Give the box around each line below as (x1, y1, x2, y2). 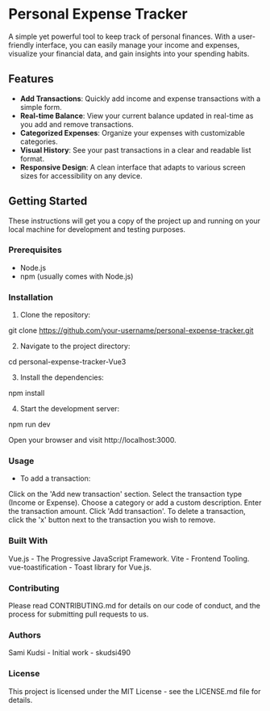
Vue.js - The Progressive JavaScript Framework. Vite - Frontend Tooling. (8, 553, 250, 563)
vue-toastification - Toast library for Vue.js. (8, 562, 152, 572)
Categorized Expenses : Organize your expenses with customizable (19, 128, 246, 137)
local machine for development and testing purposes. (8, 224, 186, 234)
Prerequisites (8, 244, 62, 255)
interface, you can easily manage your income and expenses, (35, 40, 240, 49)
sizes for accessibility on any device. (19, 170, 143, 180)
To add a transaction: (19, 473, 91, 483)
